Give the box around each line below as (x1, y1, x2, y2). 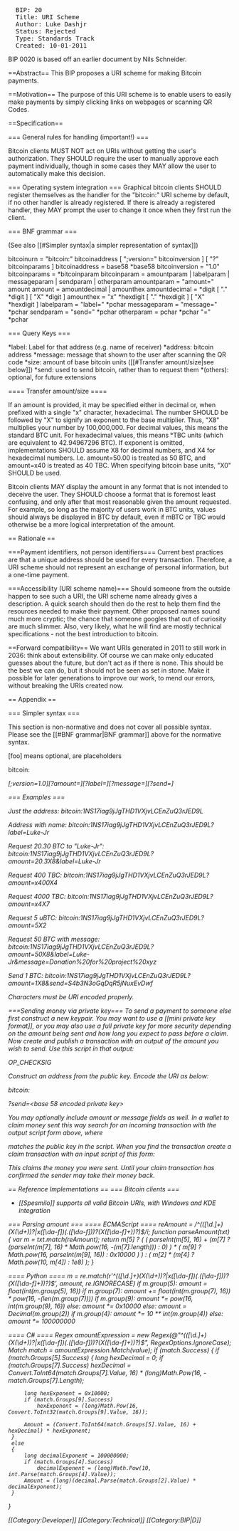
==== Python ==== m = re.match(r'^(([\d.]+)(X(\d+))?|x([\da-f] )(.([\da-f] (8, 1272, 222, 1280)
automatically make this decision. (8, 169, 106, 177)
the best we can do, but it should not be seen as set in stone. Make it (8, 666, 210, 675)
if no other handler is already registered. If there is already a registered (8, 199, 216, 206)
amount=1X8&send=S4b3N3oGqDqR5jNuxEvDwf (8, 979, 154, 987)
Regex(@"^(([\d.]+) (151, 1331, 207, 1339)
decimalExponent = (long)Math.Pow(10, (36, 1465, 152, 1472)
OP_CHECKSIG (8, 1058, 52, 1066)
